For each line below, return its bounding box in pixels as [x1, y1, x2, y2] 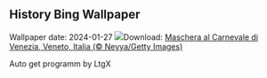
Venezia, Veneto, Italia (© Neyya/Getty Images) [9, 41, 183, 51]
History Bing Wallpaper [9, 7, 141, 22]
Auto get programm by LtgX [9, 58, 111, 69]
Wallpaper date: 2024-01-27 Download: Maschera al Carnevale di [9, 31, 259, 43]
